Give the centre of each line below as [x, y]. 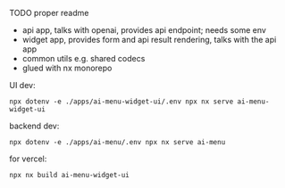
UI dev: [22, 85]
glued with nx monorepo [67, 68]
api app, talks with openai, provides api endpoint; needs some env [144, 30]
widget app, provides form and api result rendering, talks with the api [149, 40]
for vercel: [28, 159]
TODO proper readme [49, 13]
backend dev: [34, 126]
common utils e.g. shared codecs [84, 58]
